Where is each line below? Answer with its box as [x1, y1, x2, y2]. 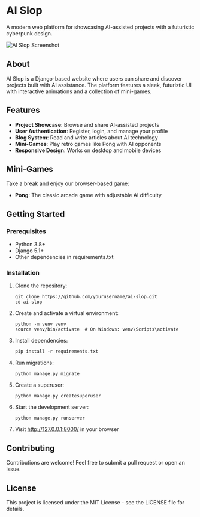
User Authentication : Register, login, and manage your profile [14, 127, 168, 135]
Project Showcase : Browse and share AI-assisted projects [14, 121, 160, 128]
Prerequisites [6, 227, 46, 235]
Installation [6, 268, 40, 277]
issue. [6, 465, 21, 473]
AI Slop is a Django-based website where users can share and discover [6, 75, 183, 82]
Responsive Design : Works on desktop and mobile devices [14, 147, 162, 154]
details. [6, 505, 25, 512]
